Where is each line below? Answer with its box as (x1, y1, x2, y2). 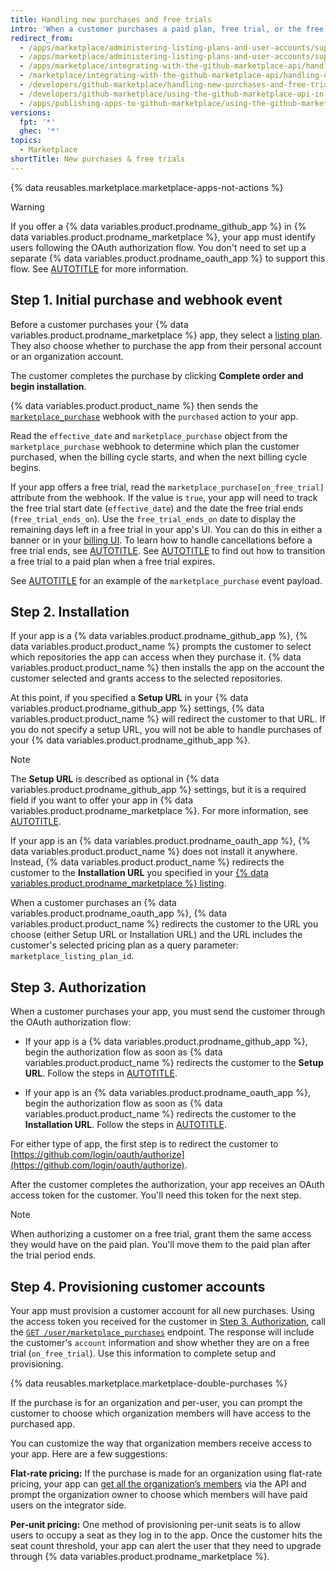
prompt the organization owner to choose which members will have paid (10, 1489, 308, 1500)
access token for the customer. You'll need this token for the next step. (10, 1189, 302, 1201)
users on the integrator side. (10, 1499, 127, 1511)
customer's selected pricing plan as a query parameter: (10, 939, 239, 951)
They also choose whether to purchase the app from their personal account (10, 339, 322, 351)
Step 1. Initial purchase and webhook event (10, 292, 283, 309)
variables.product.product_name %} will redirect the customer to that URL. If (10, 713, 326, 725)
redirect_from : (10, 33, 74, 43)
